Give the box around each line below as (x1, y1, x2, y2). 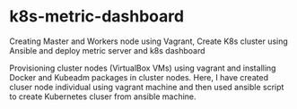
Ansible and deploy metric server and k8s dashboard (9, 45, 205, 55)
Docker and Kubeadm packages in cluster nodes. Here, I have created (9, 71, 269, 82)
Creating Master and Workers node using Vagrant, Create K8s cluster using (9, 36, 289, 46)
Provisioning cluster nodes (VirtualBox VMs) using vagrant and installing (9, 63, 276, 73)
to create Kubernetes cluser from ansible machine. (9, 91, 197, 102)
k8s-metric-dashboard (9, 6, 185, 27)
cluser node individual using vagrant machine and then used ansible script (9, 81, 284, 92)
